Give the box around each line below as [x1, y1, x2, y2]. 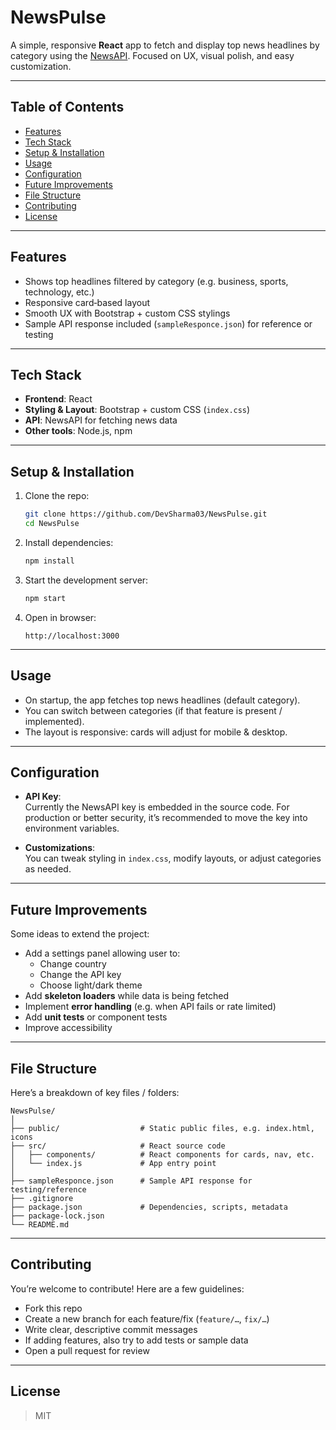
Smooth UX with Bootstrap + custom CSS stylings [24, 307, 231, 319]
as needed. [24, 863, 72, 875]
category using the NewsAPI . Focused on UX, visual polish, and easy [10, 49, 295, 61]
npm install [24, 556, 75, 566]
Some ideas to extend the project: [10, 928, 150, 940]
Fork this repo [24, 1302, 83, 1314]
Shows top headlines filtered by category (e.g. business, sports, [24, 275, 289, 287]
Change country [39, 958, 107, 970]
